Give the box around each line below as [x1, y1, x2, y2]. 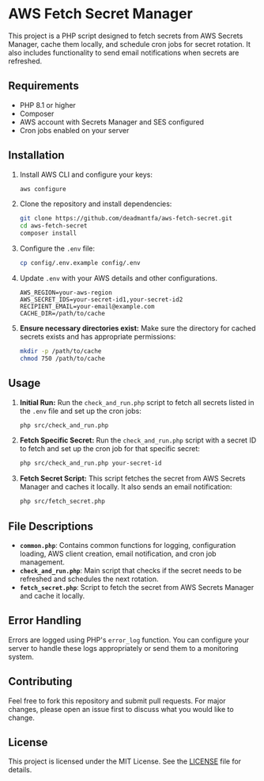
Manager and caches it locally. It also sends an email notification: [19, 482, 232, 492]
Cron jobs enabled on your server [19, 125, 130, 135]
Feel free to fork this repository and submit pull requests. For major [8, 695, 227, 706]
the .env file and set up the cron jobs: [19, 406, 142, 415]
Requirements [8, 79, 79, 93]
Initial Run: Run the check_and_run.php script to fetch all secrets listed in [19, 397, 255, 407]
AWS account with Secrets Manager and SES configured [19, 117, 204, 127]
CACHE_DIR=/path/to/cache [19, 309, 105, 317]
